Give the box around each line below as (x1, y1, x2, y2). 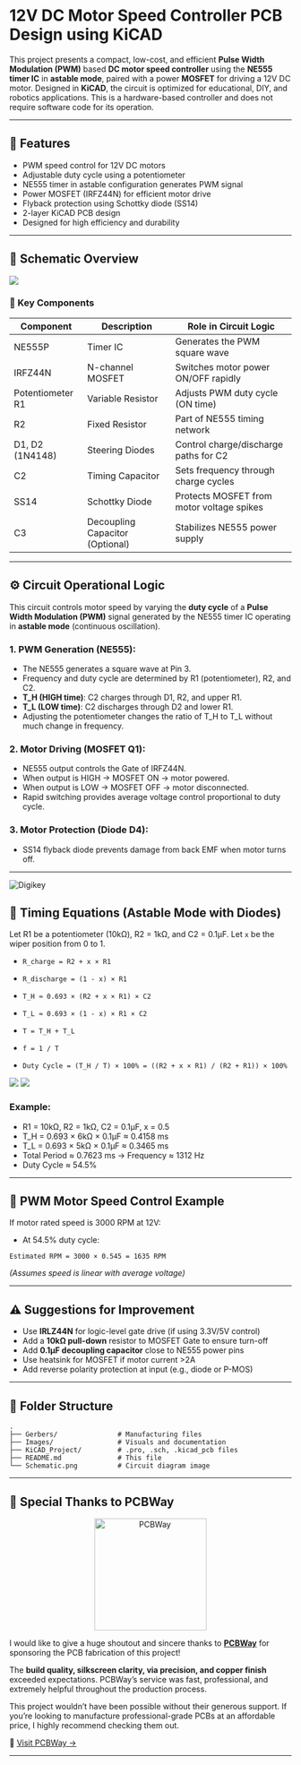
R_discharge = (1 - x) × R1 (21, 975, 127, 984)
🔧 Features (9, 136, 71, 151)
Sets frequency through (175, 463, 275, 476)
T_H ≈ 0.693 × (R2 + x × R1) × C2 (21, 992, 151, 1002)
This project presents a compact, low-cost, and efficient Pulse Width (9, 54, 265, 65)
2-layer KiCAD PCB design (21, 207, 121, 218)
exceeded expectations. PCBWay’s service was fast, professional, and (9, 1674, 269, 1684)
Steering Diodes (87, 443, 155, 456)
